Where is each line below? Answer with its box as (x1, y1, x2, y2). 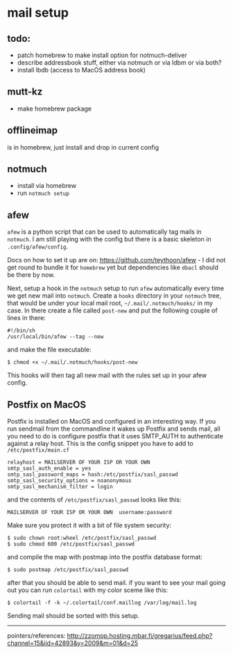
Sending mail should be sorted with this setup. (7, 612, 140, 620)
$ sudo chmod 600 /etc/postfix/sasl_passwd (7, 541, 135, 548)
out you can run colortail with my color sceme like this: (7, 586, 169, 594)
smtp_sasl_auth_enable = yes (7, 465, 92, 472)
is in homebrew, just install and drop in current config (7, 143, 159, 151)
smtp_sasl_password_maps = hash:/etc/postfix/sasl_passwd (7, 471, 178, 478)
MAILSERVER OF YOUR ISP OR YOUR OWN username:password (7, 509, 172, 516)
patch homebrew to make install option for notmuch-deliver (17, 51, 187, 59)
